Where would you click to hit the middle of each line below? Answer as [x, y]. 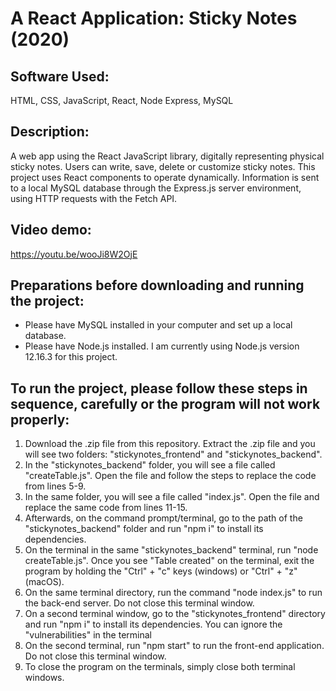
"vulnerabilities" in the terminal [88, 635]
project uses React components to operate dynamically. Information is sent [165, 177]
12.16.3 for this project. [71, 357]
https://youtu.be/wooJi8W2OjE [74, 254]
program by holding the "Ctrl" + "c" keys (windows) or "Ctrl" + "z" [161, 571]
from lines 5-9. [55, 486]
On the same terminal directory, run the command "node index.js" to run [173, 593]
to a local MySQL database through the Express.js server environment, [156, 188]
